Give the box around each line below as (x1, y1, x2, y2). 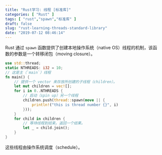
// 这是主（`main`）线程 (5, 70, 51, 75)
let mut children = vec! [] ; (14, 84, 72, 89)
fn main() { (5, 75, 30, 79)
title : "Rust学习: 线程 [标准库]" (5, 7, 71, 12)
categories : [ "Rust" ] (5, 12, 54, 17)
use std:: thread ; (5, 61, 41, 66)
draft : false (5, 21, 32, 26)
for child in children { (14, 116, 65, 121)
